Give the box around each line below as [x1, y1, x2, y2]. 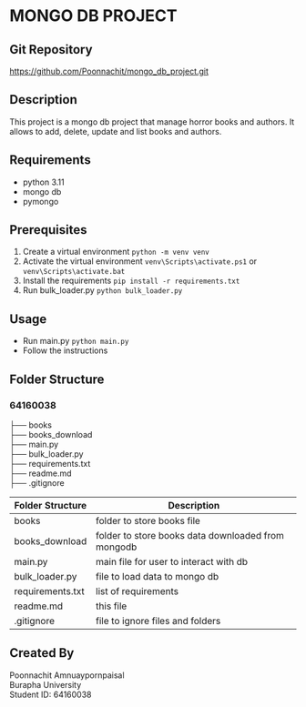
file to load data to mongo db [95, 570, 219, 582]
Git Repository [9, 42, 93, 57]
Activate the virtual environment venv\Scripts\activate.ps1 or [22, 256, 258, 267]
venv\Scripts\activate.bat [22, 268, 126, 277]
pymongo [22, 196, 59, 207]
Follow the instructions [22, 345, 108, 356]
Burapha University [9, 679, 82, 690]
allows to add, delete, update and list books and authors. [9, 126, 222, 136]
